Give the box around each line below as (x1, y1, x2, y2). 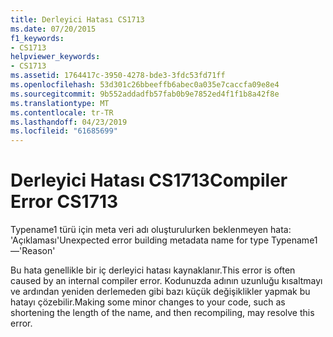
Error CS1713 (10, 191, 119, 213)
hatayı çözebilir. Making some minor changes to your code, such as (10, 296, 286, 308)
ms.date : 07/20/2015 (10, 24, 97, 34)
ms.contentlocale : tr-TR (10, 107, 114, 118)
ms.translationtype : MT (10, 98, 110, 108)
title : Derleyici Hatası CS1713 (10, 14, 145, 25)
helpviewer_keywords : (10, 52, 101, 62)
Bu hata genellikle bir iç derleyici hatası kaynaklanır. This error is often (10, 264, 296, 276)
